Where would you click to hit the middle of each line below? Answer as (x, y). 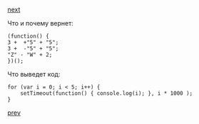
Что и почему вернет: (40, 23)
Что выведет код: (34, 74)
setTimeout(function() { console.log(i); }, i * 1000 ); (107, 94)
